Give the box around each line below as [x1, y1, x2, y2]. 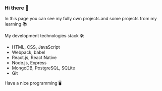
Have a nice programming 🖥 [4, 80, 61, 86]
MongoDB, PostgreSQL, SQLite [11, 65, 75, 71]
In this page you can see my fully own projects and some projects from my [4, 16, 157, 22]
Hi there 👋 [4, 4, 29, 11]
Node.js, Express [11, 60, 47, 66]
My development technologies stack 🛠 [4, 33, 85, 39]
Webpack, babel [11, 49, 46, 56]
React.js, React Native [11, 55, 57, 61]
